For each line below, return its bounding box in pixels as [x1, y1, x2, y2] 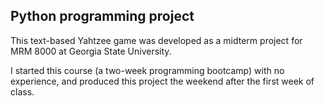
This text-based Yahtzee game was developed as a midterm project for [10, 34, 303, 46]
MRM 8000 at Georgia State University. [10, 45, 172, 57]
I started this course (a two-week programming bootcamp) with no [10, 64, 285, 76]
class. [10, 85, 35, 98]
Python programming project [10, 8, 195, 25]
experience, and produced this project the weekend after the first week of [10, 75, 315, 87]
